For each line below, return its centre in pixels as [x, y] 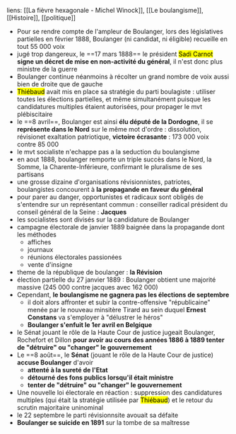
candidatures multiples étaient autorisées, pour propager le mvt [110, 107]
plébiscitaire [35, 114]
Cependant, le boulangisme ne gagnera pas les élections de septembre [123, 295]
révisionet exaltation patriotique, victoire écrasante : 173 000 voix [113, 137]
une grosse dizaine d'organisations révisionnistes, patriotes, [104, 182]
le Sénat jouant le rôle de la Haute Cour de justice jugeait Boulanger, [116, 332]
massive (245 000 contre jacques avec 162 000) [87, 287]
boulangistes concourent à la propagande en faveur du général [110, 189]
